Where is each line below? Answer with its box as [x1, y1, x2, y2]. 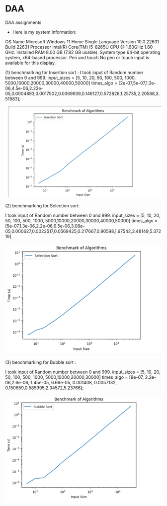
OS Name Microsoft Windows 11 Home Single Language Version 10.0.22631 [5, 38, 159, 45]
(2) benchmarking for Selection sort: [5, 203, 80, 209]
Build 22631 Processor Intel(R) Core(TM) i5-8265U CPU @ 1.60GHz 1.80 [5, 44, 153, 50]
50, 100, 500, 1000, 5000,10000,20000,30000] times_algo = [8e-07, [5, 374, 144, 380]
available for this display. [5, 60, 56, 66]
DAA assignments [5, 19, 42, 25]
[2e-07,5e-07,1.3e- [118, 80, 156, 86]
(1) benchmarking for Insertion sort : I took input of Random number [5, 69, 144, 75]
